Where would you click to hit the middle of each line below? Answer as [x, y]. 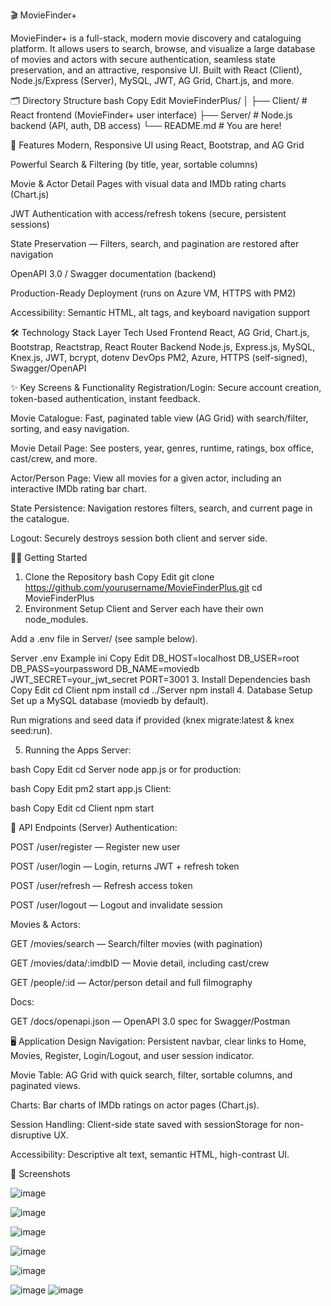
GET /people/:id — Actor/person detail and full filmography [131, 982]
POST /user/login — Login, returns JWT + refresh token [125, 866]
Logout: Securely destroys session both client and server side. [139, 538]
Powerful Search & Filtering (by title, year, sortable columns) [134, 164]
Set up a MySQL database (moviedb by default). [109, 700]
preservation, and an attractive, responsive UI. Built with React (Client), [156, 70]
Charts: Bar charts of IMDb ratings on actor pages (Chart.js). [135, 1105]
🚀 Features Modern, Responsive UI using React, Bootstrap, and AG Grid [157, 145]
